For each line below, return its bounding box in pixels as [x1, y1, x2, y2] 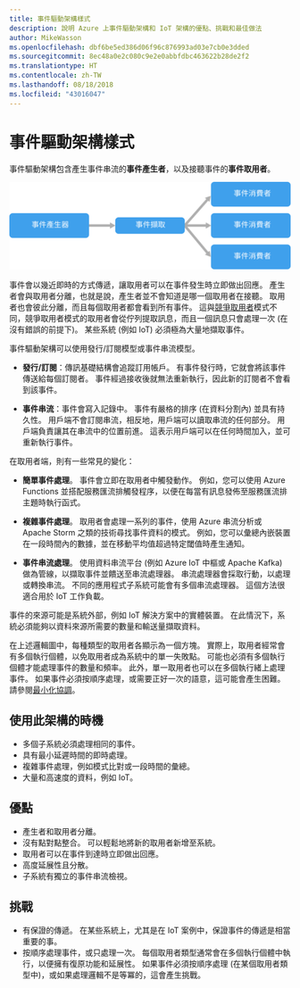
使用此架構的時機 [9, 713, 104, 728]
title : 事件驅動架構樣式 [9, 14, 91, 23]
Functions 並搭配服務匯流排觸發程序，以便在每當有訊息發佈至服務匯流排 [21, 486, 288, 497]
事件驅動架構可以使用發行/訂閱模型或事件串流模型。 [9, 344, 201, 354]
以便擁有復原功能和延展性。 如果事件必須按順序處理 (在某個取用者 [37, 958, 280, 968]
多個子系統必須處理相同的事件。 [21, 738, 140, 749]
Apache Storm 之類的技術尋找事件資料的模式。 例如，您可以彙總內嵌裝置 [21, 527, 291, 538]
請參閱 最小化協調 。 [9, 685, 80, 695]
